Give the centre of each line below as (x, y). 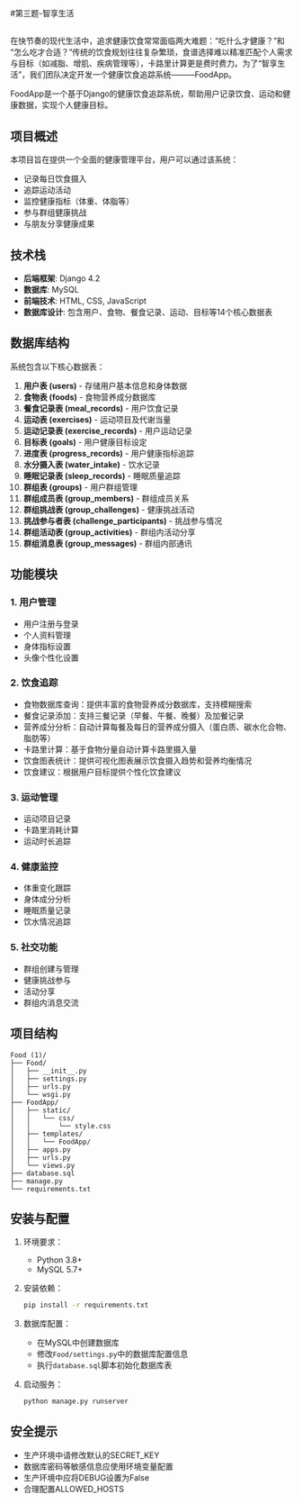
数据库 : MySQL (51, 290)
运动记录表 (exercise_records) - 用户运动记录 (107, 430)
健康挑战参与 (47, 980)
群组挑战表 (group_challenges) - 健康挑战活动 (109, 509)
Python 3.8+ (60, 1260)
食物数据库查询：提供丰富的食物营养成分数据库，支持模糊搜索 (138, 704)
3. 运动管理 (34, 797)
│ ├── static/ (40, 1110)
